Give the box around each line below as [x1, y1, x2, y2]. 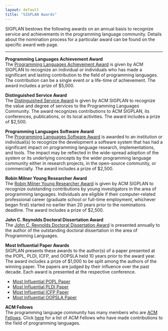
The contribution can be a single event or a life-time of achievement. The [5, 77, 156, 83]
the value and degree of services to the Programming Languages [5, 103, 139, 109]
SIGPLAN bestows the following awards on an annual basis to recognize [5, 25, 154, 31]
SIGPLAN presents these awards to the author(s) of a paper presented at [5, 248, 155, 254]
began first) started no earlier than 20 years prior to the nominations [5, 202, 146, 208]
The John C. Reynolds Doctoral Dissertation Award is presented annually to [5, 222, 160, 228]
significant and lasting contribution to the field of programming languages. [5, 72, 158, 78]
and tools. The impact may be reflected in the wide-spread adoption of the [5, 149, 159, 155]
